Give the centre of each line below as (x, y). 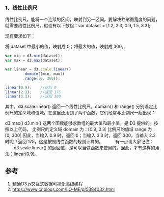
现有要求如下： (20, 36)
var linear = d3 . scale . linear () (38, 69)
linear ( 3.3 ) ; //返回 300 (33, 97)
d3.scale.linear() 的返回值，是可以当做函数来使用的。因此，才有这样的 (84, 148)
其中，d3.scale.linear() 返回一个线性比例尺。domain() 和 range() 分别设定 (79, 106)
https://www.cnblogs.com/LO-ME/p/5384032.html (63, 189)
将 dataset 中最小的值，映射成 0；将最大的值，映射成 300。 (66, 47)
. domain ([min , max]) (44, 74)
